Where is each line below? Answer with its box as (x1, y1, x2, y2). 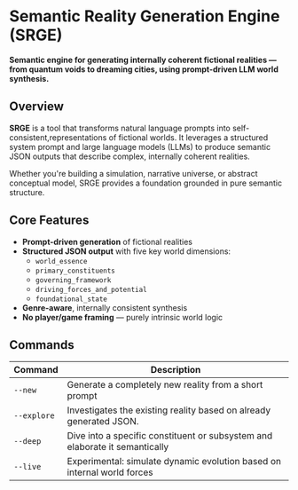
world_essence (35, 257, 88, 265)
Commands (9, 337, 75, 352)
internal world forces (67, 466, 153, 478)
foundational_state (35, 295, 108, 304)
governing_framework (35, 275, 112, 285)
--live (13, 462, 42, 472)
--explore (13, 411, 55, 421)
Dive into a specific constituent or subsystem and (67, 430, 273, 442)
